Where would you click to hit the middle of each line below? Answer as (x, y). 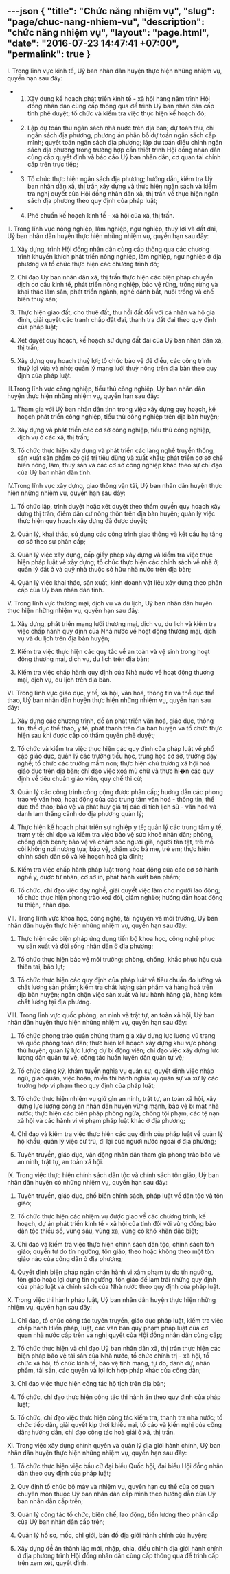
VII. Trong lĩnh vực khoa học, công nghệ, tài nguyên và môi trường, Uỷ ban (113, 918)
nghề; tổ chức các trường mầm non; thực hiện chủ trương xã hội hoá (114, 763)
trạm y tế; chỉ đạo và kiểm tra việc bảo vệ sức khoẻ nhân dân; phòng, (115, 834)
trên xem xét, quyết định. (52, 1563)
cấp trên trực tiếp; (53, 164)
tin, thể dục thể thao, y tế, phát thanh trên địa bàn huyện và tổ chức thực (119, 728)
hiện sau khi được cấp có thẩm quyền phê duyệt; (86, 735)
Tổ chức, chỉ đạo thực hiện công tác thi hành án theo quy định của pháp (119, 1397)
